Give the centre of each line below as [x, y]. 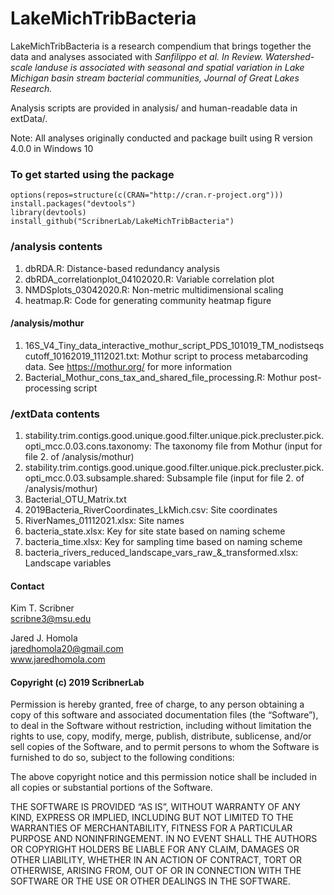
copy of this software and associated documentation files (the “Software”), [164, 715]
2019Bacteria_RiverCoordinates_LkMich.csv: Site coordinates [151, 510]
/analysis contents [56, 247]
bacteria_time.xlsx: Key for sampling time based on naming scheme [163, 542]
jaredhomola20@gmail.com [67, 649]
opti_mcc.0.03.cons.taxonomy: [88, 446]
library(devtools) [48, 213]
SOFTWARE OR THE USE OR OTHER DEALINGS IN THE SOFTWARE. [150, 881]
